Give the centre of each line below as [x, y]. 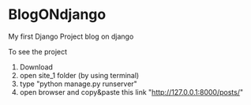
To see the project [38, 51]
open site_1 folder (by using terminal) [79, 75]
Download [36, 67]
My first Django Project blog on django [71, 36]
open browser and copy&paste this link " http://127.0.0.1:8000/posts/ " [131, 92]
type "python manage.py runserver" [79, 84]
